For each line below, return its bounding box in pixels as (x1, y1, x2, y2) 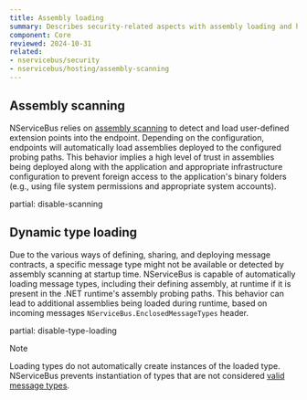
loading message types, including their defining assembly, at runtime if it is (9, 278, 291, 289)
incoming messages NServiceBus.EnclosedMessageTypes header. (9, 307, 249, 318)
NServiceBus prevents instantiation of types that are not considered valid (9, 370, 285, 381)
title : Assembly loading (9, 13, 104, 23)
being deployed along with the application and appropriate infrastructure (9, 161, 283, 172)
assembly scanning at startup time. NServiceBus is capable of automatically (9, 268, 296, 279)
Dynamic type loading (9, 225, 138, 240)
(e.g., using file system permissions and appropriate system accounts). (9, 180, 277, 192)
